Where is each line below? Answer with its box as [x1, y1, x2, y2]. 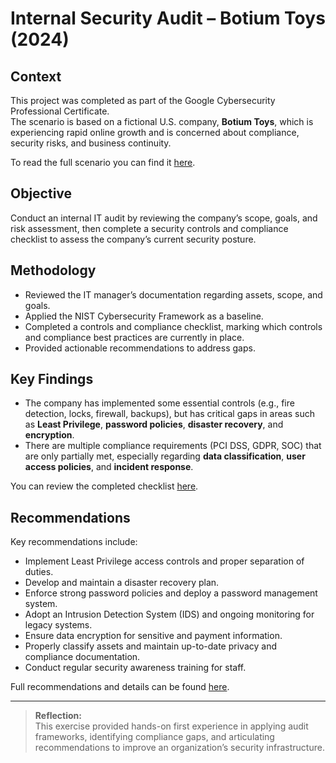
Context [10, 68, 62, 85]
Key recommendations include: [10, 536, 138, 548]
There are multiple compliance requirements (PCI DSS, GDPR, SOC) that [24, 440, 322, 452]
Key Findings [10, 371, 94, 388]
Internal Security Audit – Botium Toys [10, 7, 326, 30]
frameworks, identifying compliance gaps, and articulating [34, 731, 275, 743]
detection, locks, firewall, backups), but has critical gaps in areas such [24, 408, 315, 420]
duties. [24, 566, 54, 578]
